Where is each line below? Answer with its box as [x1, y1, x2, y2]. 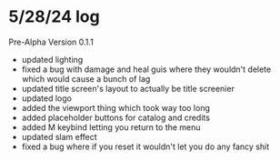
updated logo [21, 93, 72, 104]
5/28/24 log [8, 6, 101, 27]
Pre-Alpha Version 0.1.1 [8, 36, 95, 47]
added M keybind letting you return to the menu [21, 121, 201, 133]
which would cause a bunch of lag [21, 73, 151, 84]
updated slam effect [21, 131, 97, 142]
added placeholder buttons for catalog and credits [21, 112, 211, 123]
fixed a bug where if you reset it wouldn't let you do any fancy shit [21, 141, 270, 152]
